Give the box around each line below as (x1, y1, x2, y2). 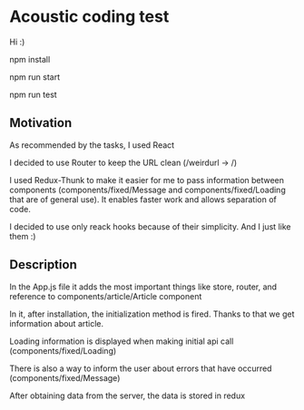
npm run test (9, 89, 57, 100)
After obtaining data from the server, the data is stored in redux (9, 390, 246, 401)
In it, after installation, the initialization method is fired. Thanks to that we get (9, 308, 295, 319)
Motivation (9, 115, 73, 131)
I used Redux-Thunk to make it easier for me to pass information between (9, 174, 284, 185)
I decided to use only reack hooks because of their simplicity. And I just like (9, 220, 291, 232)
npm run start (9, 71, 61, 83)
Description (9, 257, 77, 273)
